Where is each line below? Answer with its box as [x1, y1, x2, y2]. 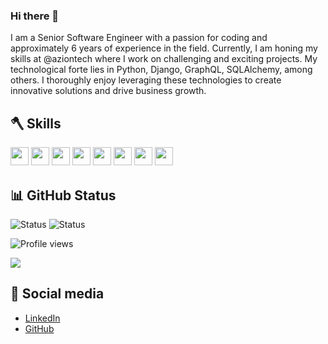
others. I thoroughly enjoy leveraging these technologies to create [10, 74, 282, 86]
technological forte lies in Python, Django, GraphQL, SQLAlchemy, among [10, 64, 313, 76]
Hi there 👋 [10, 9, 60, 23]
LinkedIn [24, 312, 61, 324]
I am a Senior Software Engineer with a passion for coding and [10, 32, 268, 44]
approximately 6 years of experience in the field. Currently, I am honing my [10, 42, 318, 54]
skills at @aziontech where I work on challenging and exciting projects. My [10, 53, 318, 65]
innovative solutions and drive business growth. [10, 85, 207, 97]
